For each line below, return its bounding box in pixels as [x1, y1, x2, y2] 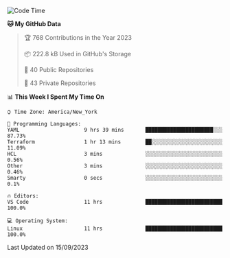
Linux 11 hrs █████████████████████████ [7, 225, 223, 232]
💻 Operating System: [7, 218, 69, 224]
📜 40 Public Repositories [23, 66, 94, 73]
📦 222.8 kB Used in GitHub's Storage [23, 50, 132, 58]
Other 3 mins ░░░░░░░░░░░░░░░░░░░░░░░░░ [7, 163, 223, 169]
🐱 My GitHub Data [7, 20, 62, 27]
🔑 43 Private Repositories [23, 79, 96, 87]
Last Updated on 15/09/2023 [7, 244, 89, 251]
